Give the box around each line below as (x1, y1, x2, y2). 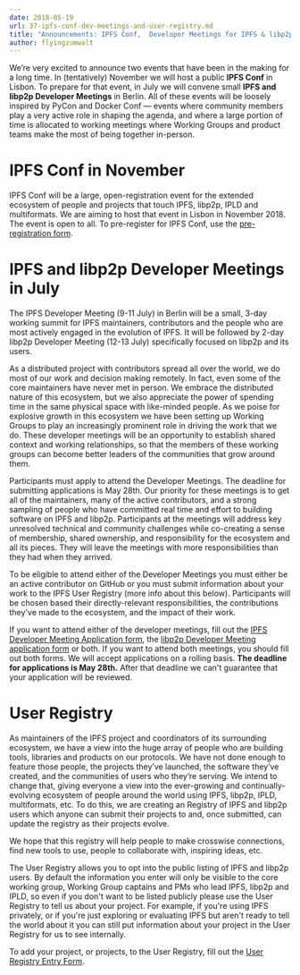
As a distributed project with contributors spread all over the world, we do (9, 363, 281, 374)
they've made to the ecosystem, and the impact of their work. (9, 607, 237, 618)
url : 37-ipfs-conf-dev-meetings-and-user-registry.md (9, 21, 214, 30)
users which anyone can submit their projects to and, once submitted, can (9, 809, 282, 819)
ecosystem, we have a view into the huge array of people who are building (9, 742, 284, 753)
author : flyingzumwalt (9, 38, 94, 47)
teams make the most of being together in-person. (9, 129, 195, 140)
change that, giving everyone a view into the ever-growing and (9, 780, 240, 792)
